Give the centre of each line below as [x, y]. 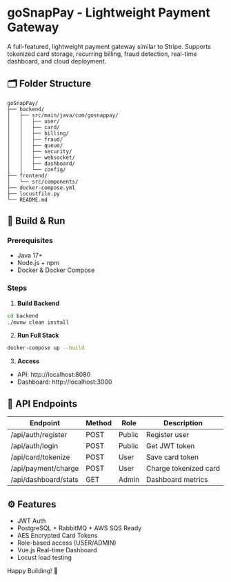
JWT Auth [31, 521]
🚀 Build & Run [36, 221]
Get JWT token [170, 446]
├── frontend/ [28, 175]
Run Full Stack [38, 336]
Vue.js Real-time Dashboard [57, 550]
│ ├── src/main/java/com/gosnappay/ [63, 115]
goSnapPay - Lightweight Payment [109, 13]
